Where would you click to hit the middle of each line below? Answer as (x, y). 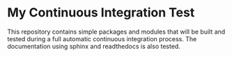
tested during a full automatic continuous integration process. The (102, 38)
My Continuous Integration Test (101, 13)
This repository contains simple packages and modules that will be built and (116, 32)
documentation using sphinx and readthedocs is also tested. (94, 46)
